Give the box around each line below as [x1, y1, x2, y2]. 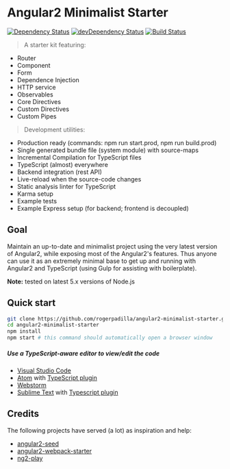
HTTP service [16, 83, 56, 91]
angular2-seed [16, 440, 60, 448]
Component [16, 61, 51, 69]
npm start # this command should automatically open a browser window [7, 334, 213, 342]
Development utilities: [23, 125, 86, 134]
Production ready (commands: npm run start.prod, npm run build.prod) [16, 138, 217, 147]
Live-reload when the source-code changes [16, 175, 142, 183]
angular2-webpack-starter [16, 446, 92, 455]
